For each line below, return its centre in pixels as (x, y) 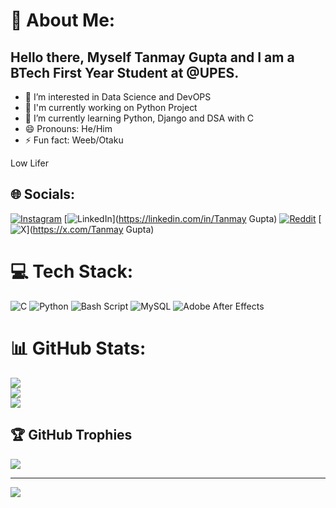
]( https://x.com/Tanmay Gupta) (90, 229)
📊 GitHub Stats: (78, 348)
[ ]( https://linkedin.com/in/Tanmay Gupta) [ (192, 218)
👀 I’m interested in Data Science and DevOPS (118, 97)
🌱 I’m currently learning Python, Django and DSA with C (139, 118)
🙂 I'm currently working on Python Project (111, 107)
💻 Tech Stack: (72, 271)
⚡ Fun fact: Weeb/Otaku (74, 140)
